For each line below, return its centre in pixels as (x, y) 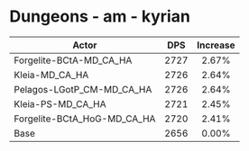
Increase (217, 45)
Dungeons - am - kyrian (100, 17)
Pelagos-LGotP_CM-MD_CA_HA (83, 89)
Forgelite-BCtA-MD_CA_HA (73, 60)
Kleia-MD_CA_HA (51, 75)
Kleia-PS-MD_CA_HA (60, 103)
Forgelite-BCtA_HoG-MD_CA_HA (85, 119)
